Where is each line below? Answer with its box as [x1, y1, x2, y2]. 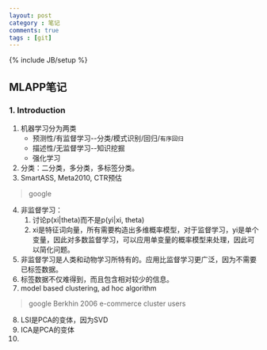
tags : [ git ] [9, 33, 52, 42]
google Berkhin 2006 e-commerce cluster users [28, 299, 186, 308]
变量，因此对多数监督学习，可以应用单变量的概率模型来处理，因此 [32, 234, 248, 244]
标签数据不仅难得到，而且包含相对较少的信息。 [20, 274, 174, 283]
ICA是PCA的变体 [20, 325, 74, 334]
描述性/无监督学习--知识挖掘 [32, 143, 125, 153]
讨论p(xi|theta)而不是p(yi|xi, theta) [32, 215, 145, 224]
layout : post [9, 11, 52, 20]
